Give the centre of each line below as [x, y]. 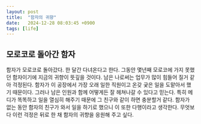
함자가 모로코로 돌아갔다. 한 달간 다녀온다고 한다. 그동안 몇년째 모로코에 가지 [95, 70]
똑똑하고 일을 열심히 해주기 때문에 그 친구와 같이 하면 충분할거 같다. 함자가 [103, 100]
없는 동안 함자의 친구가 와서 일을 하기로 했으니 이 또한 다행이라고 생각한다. [92, 107]
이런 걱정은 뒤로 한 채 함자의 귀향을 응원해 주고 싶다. [73, 115]
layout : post [22, 12]
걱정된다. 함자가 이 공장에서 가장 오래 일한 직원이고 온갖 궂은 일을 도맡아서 [99, 85]
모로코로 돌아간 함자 [41, 54]
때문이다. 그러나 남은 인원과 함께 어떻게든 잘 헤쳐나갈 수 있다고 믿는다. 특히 [100, 92]
